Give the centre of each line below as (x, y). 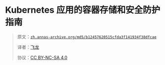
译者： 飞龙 (28, 47)
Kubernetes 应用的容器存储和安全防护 (83, 10)
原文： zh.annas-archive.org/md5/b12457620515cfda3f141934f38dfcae (87, 37)
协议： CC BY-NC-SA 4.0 (42, 57)
